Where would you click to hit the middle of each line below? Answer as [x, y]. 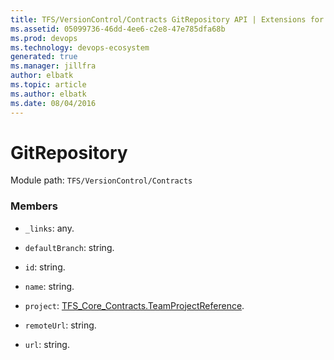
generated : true [44, 57]
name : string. [49, 286]
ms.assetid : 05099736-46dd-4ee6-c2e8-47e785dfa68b [118, 29]
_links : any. [49, 228]
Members [34, 206]
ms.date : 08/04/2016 [53, 103]
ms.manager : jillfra [53, 66]
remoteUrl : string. [60, 325]
